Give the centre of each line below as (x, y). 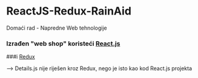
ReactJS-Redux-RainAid (69, 11)
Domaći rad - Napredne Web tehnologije (57, 28)
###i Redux (21, 57)
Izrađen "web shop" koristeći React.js (63, 44)
